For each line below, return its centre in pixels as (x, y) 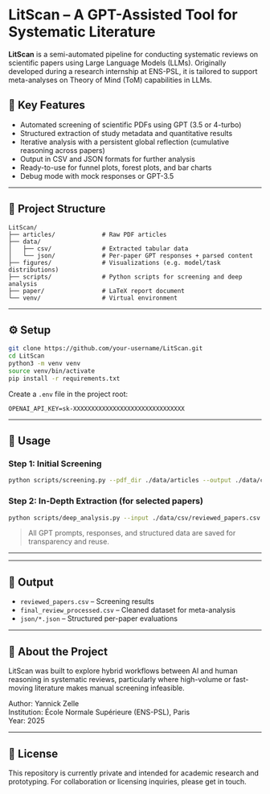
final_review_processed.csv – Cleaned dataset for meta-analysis (127, 610)
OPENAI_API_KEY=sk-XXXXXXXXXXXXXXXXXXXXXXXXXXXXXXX (96, 408)
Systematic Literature (82, 32)
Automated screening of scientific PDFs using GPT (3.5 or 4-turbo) (131, 124)
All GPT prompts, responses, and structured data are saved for (132, 533)
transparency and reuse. (69, 542)
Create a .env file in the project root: (68, 394)
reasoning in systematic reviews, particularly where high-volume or (120, 680)
